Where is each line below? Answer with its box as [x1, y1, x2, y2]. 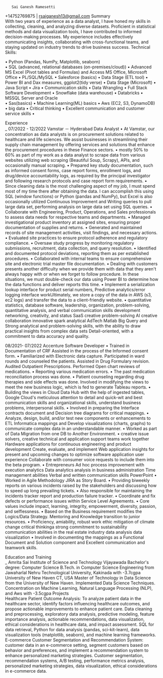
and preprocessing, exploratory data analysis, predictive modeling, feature [5, 611, 155, 617]
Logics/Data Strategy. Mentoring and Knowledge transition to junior [5, 514, 140, 519]
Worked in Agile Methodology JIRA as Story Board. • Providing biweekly [5, 478, 150, 483]
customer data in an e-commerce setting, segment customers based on [5, 642, 149, 648]
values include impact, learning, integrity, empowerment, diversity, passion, [5, 504, 157, 509]
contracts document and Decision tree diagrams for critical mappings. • [5, 410, 149, 416]
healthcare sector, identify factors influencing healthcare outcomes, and [5, 601, 150, 606]
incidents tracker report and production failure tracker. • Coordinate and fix [5, 493, 156, 499]
